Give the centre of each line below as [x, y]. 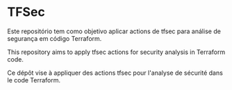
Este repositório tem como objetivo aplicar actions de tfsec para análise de [114, 31]
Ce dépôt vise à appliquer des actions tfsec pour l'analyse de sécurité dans [115, 73]
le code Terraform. [34, 80]
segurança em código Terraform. [55, 38]
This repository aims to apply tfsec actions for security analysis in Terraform [116, 52]
